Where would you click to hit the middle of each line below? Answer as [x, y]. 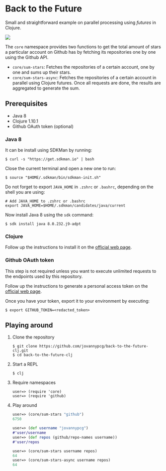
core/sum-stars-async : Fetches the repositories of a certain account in [84, 77]
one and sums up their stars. [41, 72]
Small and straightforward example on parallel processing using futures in [81, 22]
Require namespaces [34, 383]
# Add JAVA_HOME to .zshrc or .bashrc [45, 201]
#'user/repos [26, 442]
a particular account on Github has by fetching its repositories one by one [81, 52]
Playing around [29, 325]
